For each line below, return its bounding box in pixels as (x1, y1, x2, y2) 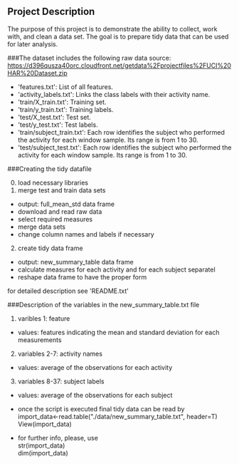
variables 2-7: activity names (17, 349, 103, 358)
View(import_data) (17, 420, 73, 428)
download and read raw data (17, 207, 102, 216)
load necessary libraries (17, 178, 89, 187)
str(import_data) (17, 441, 65, 450)
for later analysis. (7, 39, 58, 48)
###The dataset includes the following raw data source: (7, 53, 171, 62)
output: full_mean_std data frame (17, 200, 115, 208)
